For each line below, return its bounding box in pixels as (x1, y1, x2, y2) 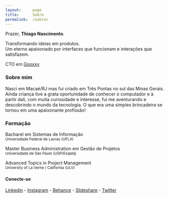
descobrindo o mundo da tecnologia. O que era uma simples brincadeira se (5, 102, 163, 108)
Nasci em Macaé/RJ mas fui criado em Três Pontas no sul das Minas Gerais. (5, 85, 164, 91)
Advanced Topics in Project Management (5, 159, 92, 166)
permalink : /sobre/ (5, 17, 49, 22)
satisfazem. (5, 51, 29, 57)
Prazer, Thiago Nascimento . (5, 31, 65, 37)
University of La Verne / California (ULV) (5, 165, 75, 170)
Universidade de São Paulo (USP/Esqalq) (5, 151, 77, 156)
